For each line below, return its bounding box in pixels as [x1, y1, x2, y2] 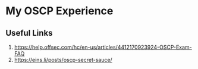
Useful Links [5, 28, 53, 38]
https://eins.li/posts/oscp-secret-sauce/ [14, 57, 112, 63]
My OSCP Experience [5, 4, 114, 18]
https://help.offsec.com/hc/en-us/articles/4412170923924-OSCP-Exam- [14, 43, 193, 51]
